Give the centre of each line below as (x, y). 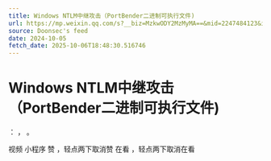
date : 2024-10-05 (38, 38)
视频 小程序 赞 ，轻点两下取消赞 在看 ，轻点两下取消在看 (102, 149)
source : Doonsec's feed (48, 31)
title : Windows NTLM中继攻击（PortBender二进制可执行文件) (102, 16)
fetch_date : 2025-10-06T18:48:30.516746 (77, 46)
